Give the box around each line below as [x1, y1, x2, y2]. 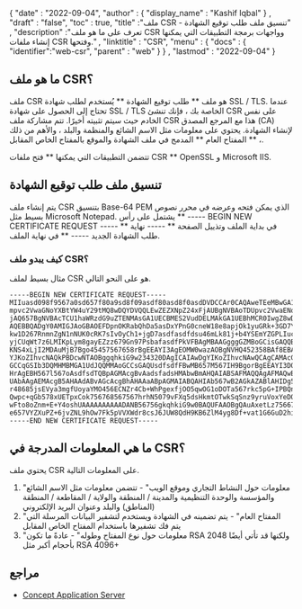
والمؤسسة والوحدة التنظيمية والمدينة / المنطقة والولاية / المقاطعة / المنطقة [22, 491, 275, 502]
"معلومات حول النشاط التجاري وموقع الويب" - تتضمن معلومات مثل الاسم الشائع [22, 481, 290, 493]
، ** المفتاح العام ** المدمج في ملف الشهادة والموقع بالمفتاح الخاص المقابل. [9, 134, 264, 145]
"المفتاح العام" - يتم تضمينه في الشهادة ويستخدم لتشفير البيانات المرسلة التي [22, 510, 281, 521]
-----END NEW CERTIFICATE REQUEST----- [9, 416, 159, 425]
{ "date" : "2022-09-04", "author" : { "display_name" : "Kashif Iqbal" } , [9, 8, 271, 18]
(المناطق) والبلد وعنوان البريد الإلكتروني [22, 501, 155, 512]
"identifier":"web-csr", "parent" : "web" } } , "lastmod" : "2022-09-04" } [9, 46, 276, 57]
